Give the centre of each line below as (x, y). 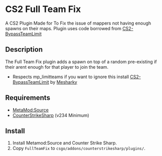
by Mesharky (64, 82)
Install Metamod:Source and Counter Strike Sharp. (65, 143)
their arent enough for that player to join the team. (57, 67)
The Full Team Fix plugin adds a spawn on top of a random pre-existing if (81, 62)
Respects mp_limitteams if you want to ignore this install (71, 77)
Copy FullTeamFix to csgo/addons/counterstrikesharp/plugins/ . (79, 148)
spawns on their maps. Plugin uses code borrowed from (63, 28)
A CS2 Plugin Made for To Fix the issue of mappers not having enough (78, 23)
